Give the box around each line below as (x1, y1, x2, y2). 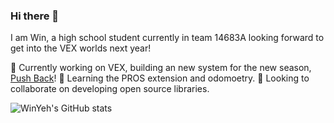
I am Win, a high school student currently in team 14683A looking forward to (10, 32, 325, 44)
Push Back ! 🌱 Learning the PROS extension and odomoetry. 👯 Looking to (10, 72, 310, 84)
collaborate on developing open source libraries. (10, 83, 210, 95)
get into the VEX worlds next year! (10, 42, 152, 54)
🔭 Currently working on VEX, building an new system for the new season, (10, 62, 312, 74)
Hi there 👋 (10, 9, 60, 23)
